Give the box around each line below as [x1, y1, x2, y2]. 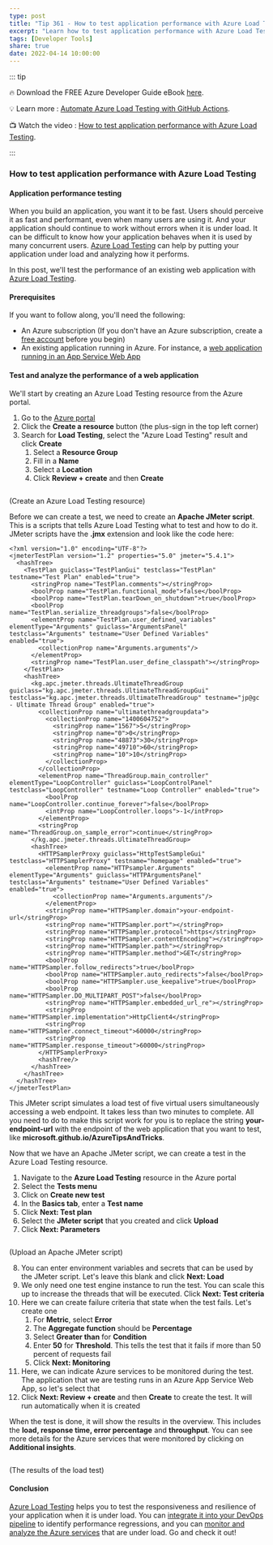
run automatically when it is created [20, 1401, 141, 1410]
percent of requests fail [32, 1349, 112, 1358]
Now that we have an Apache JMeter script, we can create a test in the [9, 1148, 246, 1158]
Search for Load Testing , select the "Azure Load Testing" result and [20, 430, 248, 440]
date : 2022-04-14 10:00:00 [9, 49, 100, 58]
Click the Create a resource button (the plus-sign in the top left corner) [20, 421, 259, 431]
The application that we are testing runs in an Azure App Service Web [20, 1375, 254, 1384]
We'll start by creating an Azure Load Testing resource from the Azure [9, 388, 243, 398]
